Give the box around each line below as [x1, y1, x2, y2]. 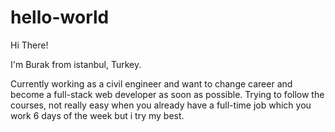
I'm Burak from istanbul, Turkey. [10, 58, 142, 70]
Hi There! [10, 39, 49, 51]
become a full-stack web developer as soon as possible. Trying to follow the [10, 88, 325, 100]
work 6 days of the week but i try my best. [10, 109, 185, 121]
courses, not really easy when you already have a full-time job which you [10, 99, 312, 111]
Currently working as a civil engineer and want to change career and [10, 77, 293, 90]
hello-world [10, 6, 110, 29]
